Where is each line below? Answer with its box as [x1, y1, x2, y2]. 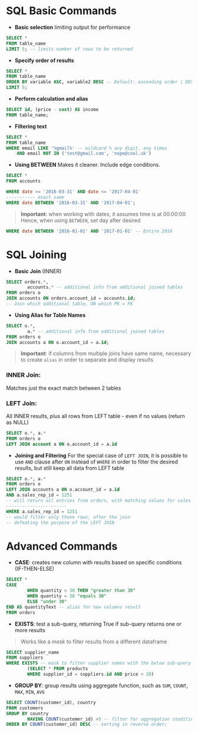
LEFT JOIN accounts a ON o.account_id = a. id [6, 487, 120, 493]
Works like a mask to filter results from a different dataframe [20, 638, 167, 645]
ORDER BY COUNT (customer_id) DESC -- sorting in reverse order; [6, 721, 167, 728]
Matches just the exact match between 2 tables [6, 384, 121, 392]
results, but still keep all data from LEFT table [14, 464, 125, 471]
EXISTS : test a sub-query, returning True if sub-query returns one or [14, 620, 181, 627]
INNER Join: [6, 371, 41, 379]
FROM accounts [6, 178, 41, 184]
